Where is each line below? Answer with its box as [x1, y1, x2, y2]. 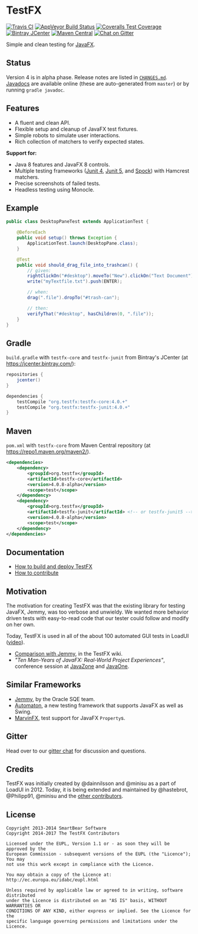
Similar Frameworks [6, 680, 81, 690]
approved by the [6, 846, 46, 852]
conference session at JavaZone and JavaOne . [14, 663, 130, 670]
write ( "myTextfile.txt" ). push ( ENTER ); [27, 278, 123, 284]
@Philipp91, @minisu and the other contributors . [6, 793, 124, 800]
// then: [27, 305, 49, 311]
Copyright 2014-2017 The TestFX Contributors [6, 831, 120, 836]
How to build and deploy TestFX [14, 563, 93, 570]
